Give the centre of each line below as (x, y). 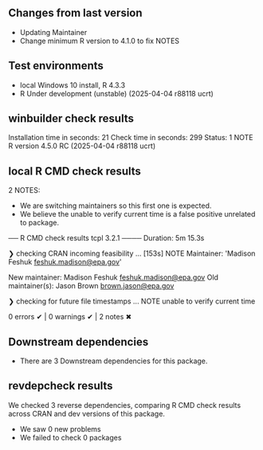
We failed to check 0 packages (71, 437)
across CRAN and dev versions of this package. (87, 413)
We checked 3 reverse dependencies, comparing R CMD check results (125, 405)
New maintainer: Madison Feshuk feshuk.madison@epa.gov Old (114, 277)
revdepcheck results (61, 386)
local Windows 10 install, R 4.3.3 (73, 85)
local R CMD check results (75, 171)
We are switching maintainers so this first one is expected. (116, 205)
